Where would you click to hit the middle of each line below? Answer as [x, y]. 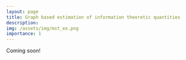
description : [22, 23]
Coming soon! [23, 50]
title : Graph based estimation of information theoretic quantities [93, 17]
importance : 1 [24, 34]
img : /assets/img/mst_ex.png [42, 28]
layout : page [22, 12]
